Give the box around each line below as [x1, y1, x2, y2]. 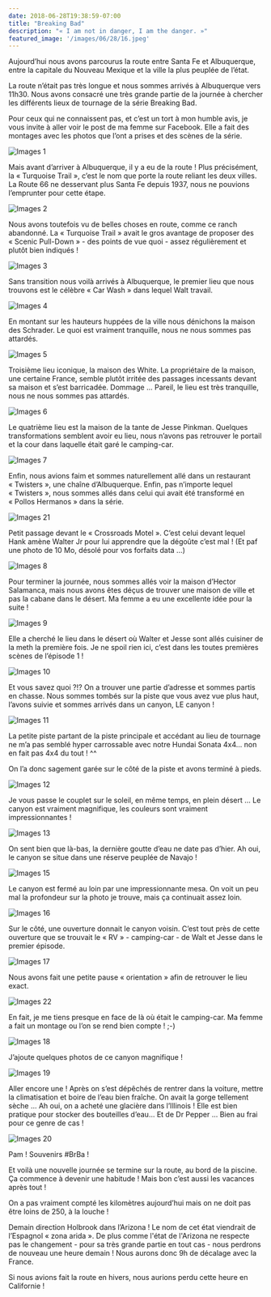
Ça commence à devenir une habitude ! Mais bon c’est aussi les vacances [8, 1174, 255, 1184]
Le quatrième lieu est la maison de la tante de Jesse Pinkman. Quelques [8, 423, 248, 432]
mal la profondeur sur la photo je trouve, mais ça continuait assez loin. [8, 892, 243, 903]
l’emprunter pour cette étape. [8, 188, 106, 198]
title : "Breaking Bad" [8, 19, 85, 28]
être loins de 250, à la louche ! [8, 1207, 109, 1217]
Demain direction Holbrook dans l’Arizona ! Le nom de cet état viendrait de [8, 1223, 256, 1232]
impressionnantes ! [8, 813, 72, 823]
